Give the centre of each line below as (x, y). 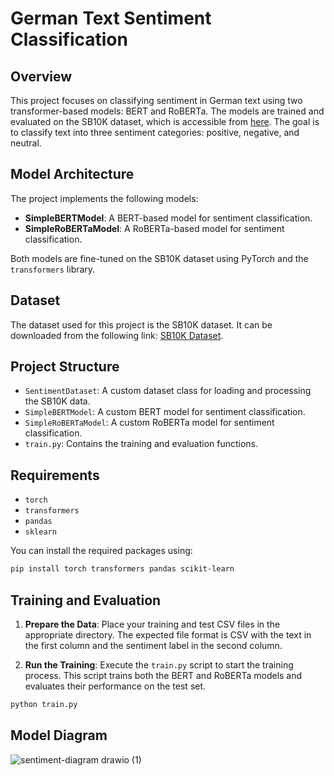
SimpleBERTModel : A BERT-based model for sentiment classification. (168, 218)
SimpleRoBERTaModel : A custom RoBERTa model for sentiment (149, 423)
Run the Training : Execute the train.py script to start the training (159, 664)
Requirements (55, 475)
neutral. (26, 143)
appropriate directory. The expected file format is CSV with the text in (168, 634)
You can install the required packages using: (101, 551)
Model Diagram (59, 735)
